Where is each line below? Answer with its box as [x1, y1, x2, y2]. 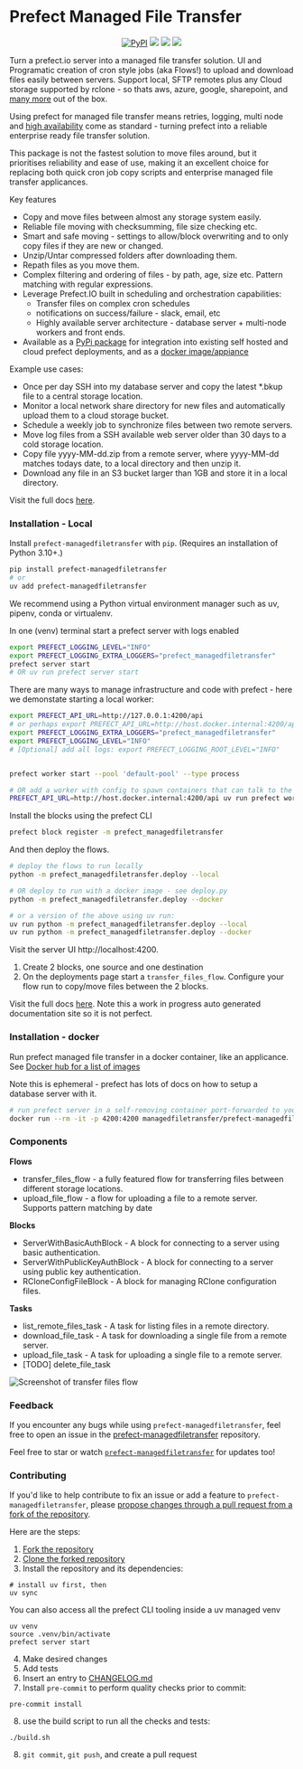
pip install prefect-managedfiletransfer [9, 565, 168, 574]
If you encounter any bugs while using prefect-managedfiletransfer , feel [9, 1420, 281, 1430]
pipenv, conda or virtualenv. [9, 608, 113, 619]
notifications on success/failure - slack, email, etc [35, 307, 221, 318]
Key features [9, 194, 57, 204]
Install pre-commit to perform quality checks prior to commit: [22, 1682, 247, 1693]
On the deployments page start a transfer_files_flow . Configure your [22, 971, 284, 982]
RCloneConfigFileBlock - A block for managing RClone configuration [22, 1275, 277, 1286]
